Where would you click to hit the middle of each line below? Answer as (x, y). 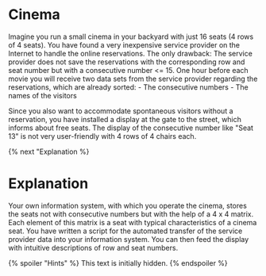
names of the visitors (42, 95)
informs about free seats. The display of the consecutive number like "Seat (131, 128)
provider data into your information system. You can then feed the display (129, 239)
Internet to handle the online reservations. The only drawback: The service (130, 53)
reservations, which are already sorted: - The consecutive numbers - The (128, 87)
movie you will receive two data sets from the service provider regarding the (133, 79)
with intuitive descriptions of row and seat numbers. (93, 247)
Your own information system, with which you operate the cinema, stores (128, 205)
